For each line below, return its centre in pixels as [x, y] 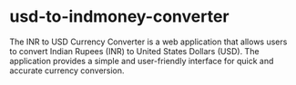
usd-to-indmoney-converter [119, 17]
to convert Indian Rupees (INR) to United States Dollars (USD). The [134, 51]
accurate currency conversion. [67, 71]
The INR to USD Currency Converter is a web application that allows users [148, 42]
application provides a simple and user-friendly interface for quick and [142, 61]
